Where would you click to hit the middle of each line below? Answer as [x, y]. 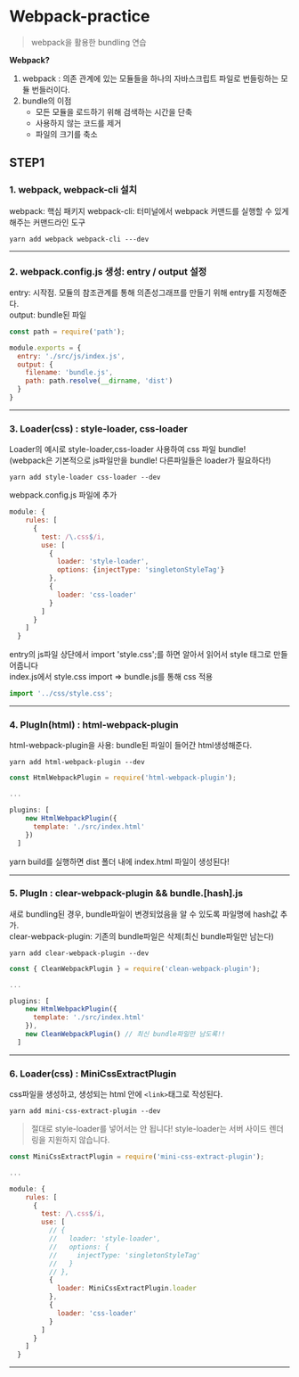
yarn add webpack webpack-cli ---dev [79, 239]
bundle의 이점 [47, 101]
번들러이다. [51, 89]
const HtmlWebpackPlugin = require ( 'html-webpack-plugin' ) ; [123, 778]
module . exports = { [45, 348]
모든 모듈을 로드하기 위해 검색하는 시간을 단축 [114, 111]
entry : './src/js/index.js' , [71, 356]
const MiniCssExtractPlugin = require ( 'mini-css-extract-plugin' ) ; [137, 1157]
